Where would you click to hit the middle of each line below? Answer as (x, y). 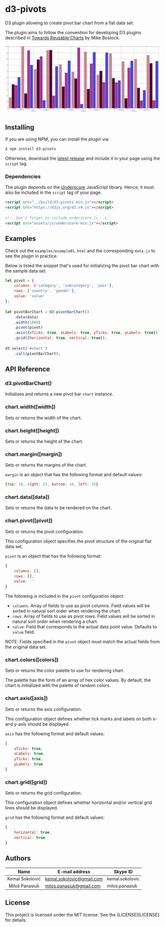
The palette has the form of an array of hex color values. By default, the (78, 680)
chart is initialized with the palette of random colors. (58, 685)
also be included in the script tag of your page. (54, 192)
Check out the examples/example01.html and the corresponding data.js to (80, 250)
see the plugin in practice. (32, 256)
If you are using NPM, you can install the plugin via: (57, 139)
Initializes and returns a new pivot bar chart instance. (59, 394)
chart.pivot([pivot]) (29, 521)
